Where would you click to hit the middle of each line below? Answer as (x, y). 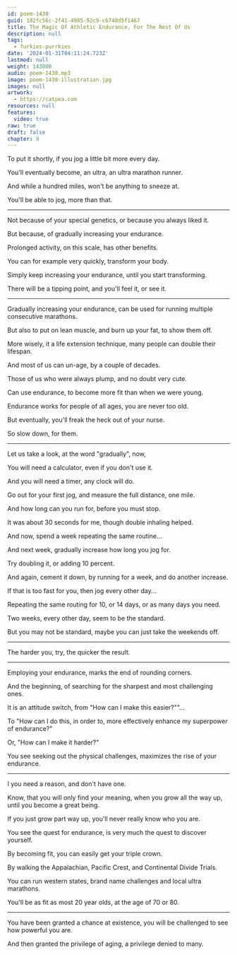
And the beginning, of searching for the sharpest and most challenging (110, 686)
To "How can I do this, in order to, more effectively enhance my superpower (117, 721)
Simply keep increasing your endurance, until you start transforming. (107, 275)
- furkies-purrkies (42, 47)
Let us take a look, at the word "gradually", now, (77, 454)
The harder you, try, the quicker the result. (69, 652)
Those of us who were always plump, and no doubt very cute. (97, 379)
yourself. (20, 840)
